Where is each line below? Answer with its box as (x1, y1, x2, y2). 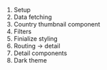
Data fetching (13, 13, 53, 21)
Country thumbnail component (13, 20, 101, 28)
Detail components (13, 49, 67, 57)
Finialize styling (13, 35, 58, 43)
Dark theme (13, 56, 47, 64)
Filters (13, 27, 32, 35)
